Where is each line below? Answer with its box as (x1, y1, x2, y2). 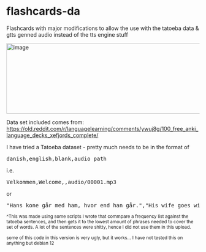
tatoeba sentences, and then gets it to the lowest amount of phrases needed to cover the (6, 218, 194, 224)
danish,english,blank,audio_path (6, 155, 107, 162)
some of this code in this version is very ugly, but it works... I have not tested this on (6, 234, 183, 241)
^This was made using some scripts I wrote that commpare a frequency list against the (6, 213, 189, 220)
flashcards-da (6, 4, 81, 18)
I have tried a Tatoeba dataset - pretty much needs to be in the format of (6, 143, 190, 150)
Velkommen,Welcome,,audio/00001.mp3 (6, 179, 116, 185)
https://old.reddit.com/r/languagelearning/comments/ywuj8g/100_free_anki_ (6, 125, 199, 132)
